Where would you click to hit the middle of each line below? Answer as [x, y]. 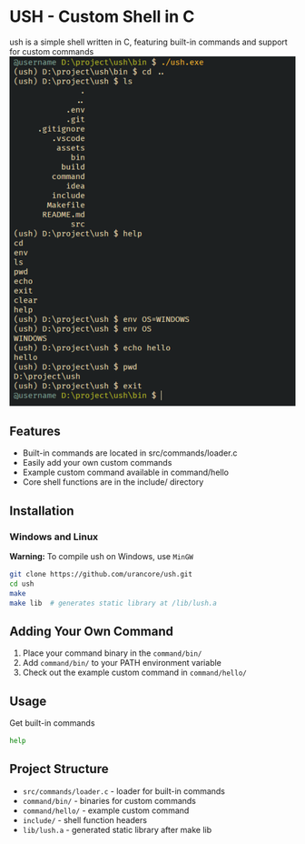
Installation [42, 511]
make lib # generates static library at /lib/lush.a [113, 603]
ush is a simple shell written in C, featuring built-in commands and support [148, 42]
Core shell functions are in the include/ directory [113, 482]
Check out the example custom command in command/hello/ [135, 673]
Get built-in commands [52, 723]
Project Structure [59, 769]
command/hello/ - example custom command [106, 810]
